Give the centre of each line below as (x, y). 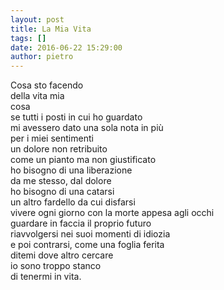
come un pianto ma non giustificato (83, 160)
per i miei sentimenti (52, 138)
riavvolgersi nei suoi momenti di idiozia (90, 234)
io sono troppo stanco (56, 266)
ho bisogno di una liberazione (71, 170)
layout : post (37, 19)
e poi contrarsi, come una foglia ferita (87, 245)
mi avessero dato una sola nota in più (87, 128)
